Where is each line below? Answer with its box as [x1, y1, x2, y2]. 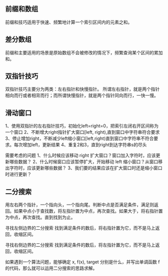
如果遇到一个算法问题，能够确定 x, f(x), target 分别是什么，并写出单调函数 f [5, 259, 160, 265]
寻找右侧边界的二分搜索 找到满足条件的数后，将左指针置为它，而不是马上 [5, 242, 155, 248]
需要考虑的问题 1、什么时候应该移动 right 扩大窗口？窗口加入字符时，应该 [5, 152, 156, 158]
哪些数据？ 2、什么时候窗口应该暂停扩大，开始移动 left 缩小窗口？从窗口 [9, 159, 158, 165]
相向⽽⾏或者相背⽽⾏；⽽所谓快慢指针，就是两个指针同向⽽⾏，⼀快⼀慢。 [5, 93, 158, 99]
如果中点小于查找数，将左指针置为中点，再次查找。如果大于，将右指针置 [13, 208, 163, 214]
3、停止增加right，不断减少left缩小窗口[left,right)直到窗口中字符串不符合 [5, 135, 154, 142]
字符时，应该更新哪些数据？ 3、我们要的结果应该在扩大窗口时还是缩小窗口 [9, 165, 162, 171]
